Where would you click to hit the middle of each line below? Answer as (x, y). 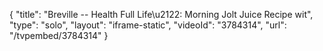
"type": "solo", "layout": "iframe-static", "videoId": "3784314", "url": (148, 25)
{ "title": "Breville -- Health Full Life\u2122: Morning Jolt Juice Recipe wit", (161, 14)
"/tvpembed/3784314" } (59, 35)
